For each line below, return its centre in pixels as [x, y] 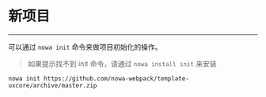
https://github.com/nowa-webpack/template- [116, 78]
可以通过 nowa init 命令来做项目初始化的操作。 [85, 47]
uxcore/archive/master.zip [53, 85]
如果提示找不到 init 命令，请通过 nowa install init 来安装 [122, 63]
